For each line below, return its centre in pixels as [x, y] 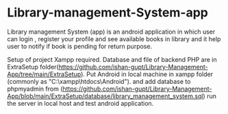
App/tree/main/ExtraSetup [44, 74]
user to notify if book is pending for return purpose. [80, 46]
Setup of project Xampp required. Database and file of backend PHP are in [112, 59]
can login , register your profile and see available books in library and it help [114, 38]
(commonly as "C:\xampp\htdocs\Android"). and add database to [99, 81]
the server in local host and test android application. [80, 103]
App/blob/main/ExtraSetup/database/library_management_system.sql [105, 96]
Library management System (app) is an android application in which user [111, 32]
